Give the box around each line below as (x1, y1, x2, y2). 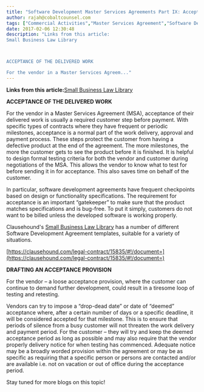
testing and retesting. (6, 290, 59, 297)
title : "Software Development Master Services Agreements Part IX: (6, 8, 181, 15)
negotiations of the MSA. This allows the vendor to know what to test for (6, 161, 187, 168)
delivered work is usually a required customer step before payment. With (6, 116, 189, 123)
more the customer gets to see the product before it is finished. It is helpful (6, 148, 194, 155)
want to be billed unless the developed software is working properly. (6, 211, 178, 219)
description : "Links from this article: (6, 32, 110, 38)
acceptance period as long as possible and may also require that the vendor (6, 334, 197, 342)
